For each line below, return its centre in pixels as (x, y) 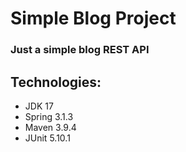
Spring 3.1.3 (49, 116)
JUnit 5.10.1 (47, 138)
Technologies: (56, 82)
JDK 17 (39, 106)
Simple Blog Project (93, 18)
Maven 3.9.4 (50, 127)
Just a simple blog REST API (80, 50)
